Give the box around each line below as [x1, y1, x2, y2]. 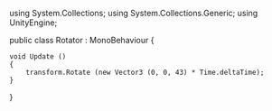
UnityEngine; [9, 17, 58, 28]
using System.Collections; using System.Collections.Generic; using [9, 8, 258, 18]
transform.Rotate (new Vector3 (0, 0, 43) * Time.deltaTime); [25, 68, 265, 77]
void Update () [9, 52, 67, 61]
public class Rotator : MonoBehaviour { [9, 35, 155, 45]
